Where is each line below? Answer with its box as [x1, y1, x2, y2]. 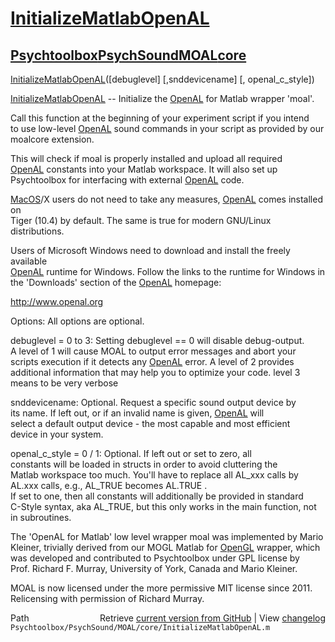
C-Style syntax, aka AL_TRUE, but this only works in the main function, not [10, 501, 317, 512]
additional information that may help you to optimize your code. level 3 [10, 367, 301, 378]
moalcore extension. [10, 133, 95, 145]
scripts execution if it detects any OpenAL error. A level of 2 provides [10, 356, 295, 367]
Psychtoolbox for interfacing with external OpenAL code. [10, 174, 245, 186]
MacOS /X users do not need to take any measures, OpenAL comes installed [10, 193, 323, 205]
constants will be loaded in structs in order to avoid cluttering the [10, 458, 278, 470]
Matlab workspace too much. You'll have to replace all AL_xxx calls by [10, 469, 299, 481]
